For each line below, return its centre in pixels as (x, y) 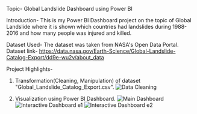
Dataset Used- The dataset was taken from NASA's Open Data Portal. (92, 45)
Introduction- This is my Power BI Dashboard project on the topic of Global (99, 20)
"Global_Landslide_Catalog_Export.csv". (64, 87)
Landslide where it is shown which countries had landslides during (89, 27)
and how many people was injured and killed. (76, 33)
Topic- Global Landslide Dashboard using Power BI (69, 9)
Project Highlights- (30, 69)
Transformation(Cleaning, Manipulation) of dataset (78, 81)
